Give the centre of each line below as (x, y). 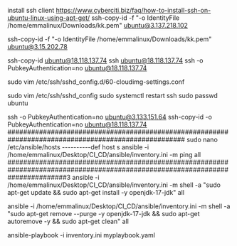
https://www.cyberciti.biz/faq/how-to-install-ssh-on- (133, 10)
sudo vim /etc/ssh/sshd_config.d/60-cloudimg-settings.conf (96, 82)
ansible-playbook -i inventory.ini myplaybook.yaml (81, 235)
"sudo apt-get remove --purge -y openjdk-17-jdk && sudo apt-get (104, 214)
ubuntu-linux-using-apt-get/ (49, 18)
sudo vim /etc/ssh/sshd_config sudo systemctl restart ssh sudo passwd (113, 96)
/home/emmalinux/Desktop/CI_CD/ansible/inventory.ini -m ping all (104, 155)
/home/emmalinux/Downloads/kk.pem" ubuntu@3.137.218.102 (98, 25)
